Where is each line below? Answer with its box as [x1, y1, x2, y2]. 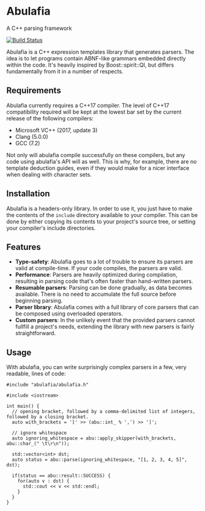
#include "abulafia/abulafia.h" [6, 382, 89, 388]
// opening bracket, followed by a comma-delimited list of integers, [12, 408, 196, 415]
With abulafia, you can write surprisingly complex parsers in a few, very [6, 364, 187, 371]
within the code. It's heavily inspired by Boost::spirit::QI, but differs [6, 61, 174, 68]
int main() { [6, 403, 40, 410]
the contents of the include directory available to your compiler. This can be [6, 211, 198, 218]
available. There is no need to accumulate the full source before [15, 290, 176, 298]
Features [6, 241, 41, 252]
